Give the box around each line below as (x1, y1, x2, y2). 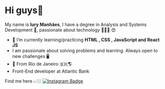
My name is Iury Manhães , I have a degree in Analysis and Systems (5, 21, 147, 27)
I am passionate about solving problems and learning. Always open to (12, 47, 158, 53)
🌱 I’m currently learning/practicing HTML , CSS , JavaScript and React (12, 37, 160, 43)
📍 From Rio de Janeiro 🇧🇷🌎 (12, 61, 72, 67)
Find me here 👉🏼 (5, 78, 42, 84)
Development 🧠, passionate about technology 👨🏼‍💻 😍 (5, 26, 116, 33)
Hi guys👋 (5, 5, 44, 16)
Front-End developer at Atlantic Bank (12, 68, 89, 74)
